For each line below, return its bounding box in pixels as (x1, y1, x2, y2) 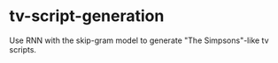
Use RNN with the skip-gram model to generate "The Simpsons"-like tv (9, 35, 269, 45)
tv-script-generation (9, 6, 165, 26)
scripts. (9, 44, 37, 54)
